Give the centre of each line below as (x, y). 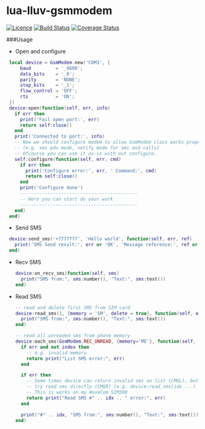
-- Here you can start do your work (67, 199)
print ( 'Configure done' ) (52, 188)
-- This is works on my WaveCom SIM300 (77, 392)
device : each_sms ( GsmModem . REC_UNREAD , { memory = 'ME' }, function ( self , (106, 341)
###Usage (20, 39)
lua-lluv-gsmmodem (59, 11)
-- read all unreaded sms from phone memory (73, 336)
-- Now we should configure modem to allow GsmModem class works (99, 142)
